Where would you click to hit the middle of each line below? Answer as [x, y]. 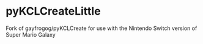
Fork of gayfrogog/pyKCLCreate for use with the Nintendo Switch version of [102, 28]
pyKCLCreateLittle [54, 11]
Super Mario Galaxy [31, 34]
